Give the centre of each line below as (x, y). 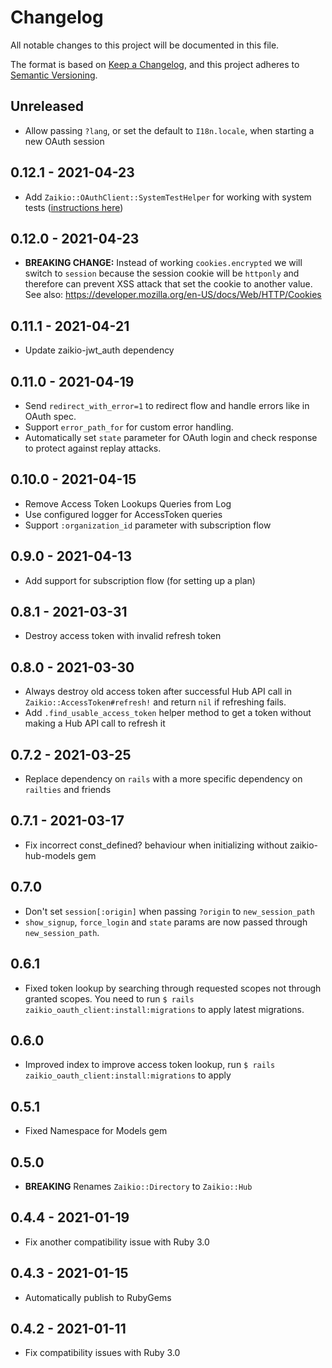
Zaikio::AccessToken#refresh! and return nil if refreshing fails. (155, 702)
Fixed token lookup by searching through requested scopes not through (173, 988)
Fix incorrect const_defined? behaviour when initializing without (156, 845)
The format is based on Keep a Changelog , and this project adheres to (155, 64)
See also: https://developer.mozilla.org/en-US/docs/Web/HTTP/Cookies (173, 295)
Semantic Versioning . (54, 75)
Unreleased (47, 106)
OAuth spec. (50, 416)
